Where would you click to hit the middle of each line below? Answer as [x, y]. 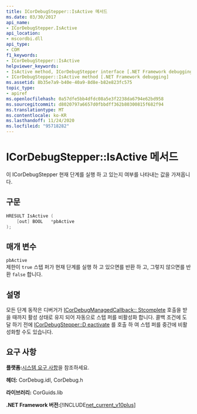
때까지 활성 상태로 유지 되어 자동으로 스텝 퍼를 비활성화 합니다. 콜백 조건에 [96, 317]
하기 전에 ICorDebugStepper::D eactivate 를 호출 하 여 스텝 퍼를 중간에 [94, 324]
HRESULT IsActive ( [30, 216]
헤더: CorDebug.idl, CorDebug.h [45, 380]
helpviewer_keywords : [33, 66]
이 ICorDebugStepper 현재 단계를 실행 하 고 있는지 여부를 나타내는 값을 [88, 174]
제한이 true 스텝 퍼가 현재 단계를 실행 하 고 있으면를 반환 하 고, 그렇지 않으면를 [96, 267]
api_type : [18, 45]
